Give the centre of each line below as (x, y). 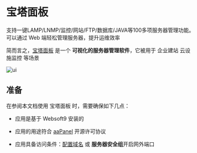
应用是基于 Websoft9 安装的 (49, 118)
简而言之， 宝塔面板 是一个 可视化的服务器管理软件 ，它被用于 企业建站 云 (96, 50)
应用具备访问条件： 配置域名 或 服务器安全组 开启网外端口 (84, 144)
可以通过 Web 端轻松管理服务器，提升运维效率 (63, 37)
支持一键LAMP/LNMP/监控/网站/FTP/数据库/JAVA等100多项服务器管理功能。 (100, 30)
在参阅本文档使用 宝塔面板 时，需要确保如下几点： (68, 106)
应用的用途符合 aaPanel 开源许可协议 (60, 131)
